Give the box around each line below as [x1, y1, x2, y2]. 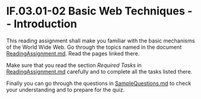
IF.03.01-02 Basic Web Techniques [6, 4, 185, 18]
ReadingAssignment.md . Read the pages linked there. [6, 49, 140, 57]
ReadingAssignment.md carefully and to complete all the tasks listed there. [6, 68, 193, 75]
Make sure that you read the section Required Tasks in [6, 62, 142, 69]
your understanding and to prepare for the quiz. [6, 86, 125, 93]
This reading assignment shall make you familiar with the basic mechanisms [6, 37, 195, 44]
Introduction [13, 17, 77, 31]
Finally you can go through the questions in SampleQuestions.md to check [6, 80, 191, 87]
